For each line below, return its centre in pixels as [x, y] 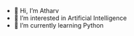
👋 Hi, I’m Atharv [36, 11]
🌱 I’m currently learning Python [59, 25]
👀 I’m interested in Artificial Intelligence [71, 18]
